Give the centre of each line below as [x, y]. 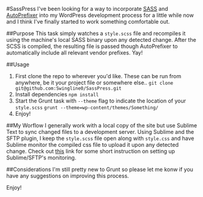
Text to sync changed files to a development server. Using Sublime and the [100, 132]
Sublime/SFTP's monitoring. [41, 158]
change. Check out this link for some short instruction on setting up [91, 151]
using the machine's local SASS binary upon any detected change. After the [101, 40]
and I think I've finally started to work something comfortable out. [88, 22]
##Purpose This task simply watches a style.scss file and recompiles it [96, 33]
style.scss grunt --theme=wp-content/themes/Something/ [87, 108]
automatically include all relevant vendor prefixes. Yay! [74, 53]
